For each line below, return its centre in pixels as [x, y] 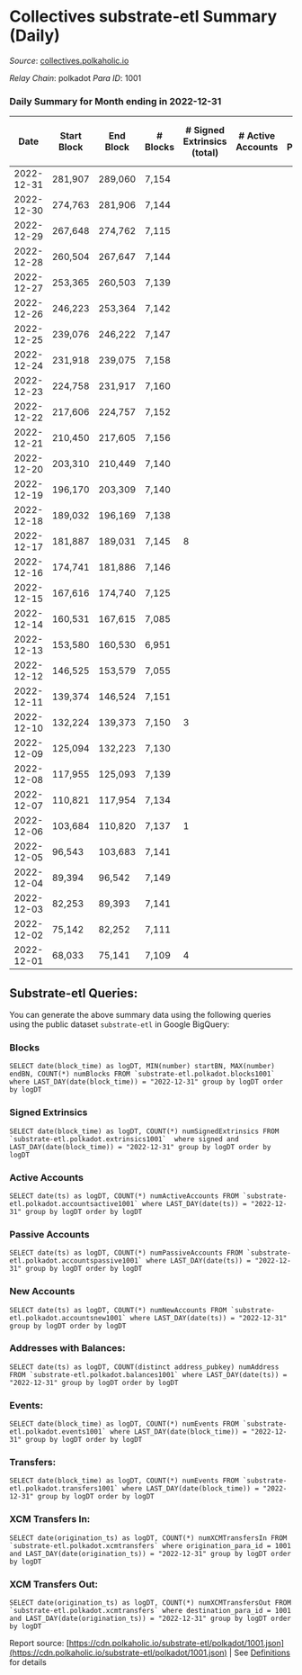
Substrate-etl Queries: [74, 993]
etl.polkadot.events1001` [58, 1432]
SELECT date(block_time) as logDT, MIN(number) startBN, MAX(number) [142, 1067]
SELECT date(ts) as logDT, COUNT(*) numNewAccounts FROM [118, 1310]
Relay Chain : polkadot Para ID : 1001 [75, 77]
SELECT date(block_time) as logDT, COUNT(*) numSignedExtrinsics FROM [144, 1131]
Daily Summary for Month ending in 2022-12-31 [115, 101]
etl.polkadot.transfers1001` [64, 1489]
